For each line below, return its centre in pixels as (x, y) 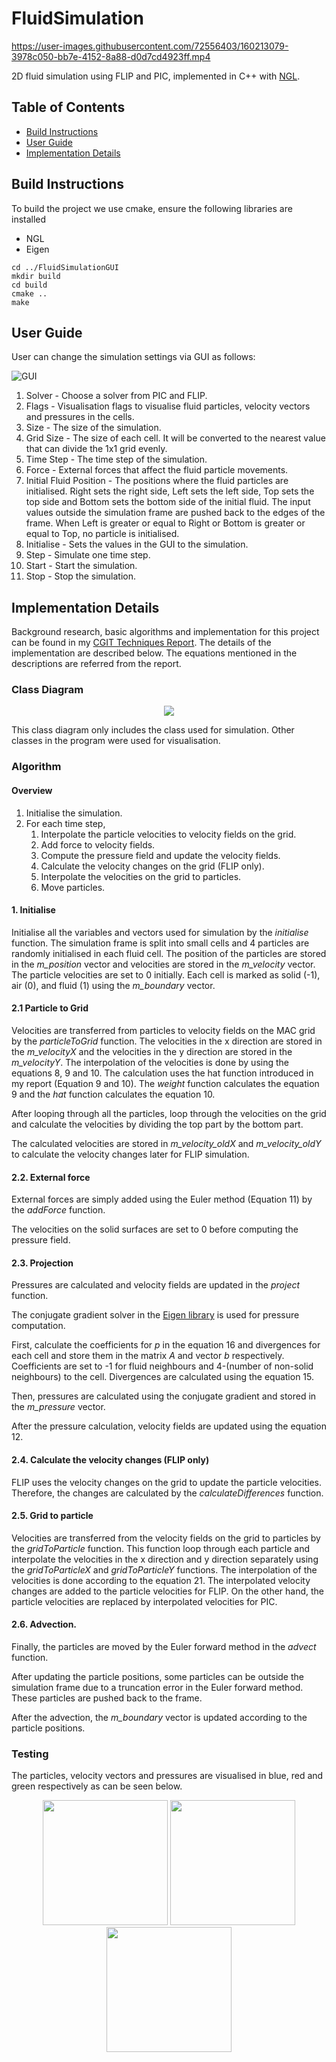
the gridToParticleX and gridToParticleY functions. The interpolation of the (164, 1569)
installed (29, 219)
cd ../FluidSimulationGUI (65, 267)
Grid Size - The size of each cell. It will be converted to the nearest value (175, 438)
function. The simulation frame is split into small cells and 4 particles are (160, 943)
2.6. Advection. (44, 1624)
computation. (38, 1326)
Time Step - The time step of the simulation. (116, 459)
